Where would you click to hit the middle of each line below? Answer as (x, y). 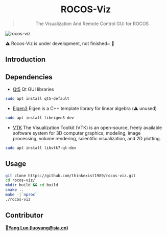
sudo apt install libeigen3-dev (40, 118)
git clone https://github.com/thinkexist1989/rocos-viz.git (71, 176)
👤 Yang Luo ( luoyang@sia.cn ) (37, 228)
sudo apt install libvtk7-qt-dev (41, 148)
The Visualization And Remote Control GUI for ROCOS (92, 24)
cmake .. (15, 190)
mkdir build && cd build (32, 185)
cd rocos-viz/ (20, 180)
